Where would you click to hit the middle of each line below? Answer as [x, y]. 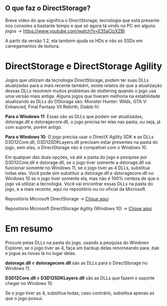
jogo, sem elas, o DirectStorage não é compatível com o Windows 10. [76, 147]
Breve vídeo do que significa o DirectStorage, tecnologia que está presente [82, 20]
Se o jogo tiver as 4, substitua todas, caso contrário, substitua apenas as [80, 293]
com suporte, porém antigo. [34, 127]
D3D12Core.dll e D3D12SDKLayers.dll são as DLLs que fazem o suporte [80, 278]
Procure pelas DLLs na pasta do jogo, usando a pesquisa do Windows [77, 242]
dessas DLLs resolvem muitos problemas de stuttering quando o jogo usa [81, 91]
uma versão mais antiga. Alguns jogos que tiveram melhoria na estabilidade [83, 96]
